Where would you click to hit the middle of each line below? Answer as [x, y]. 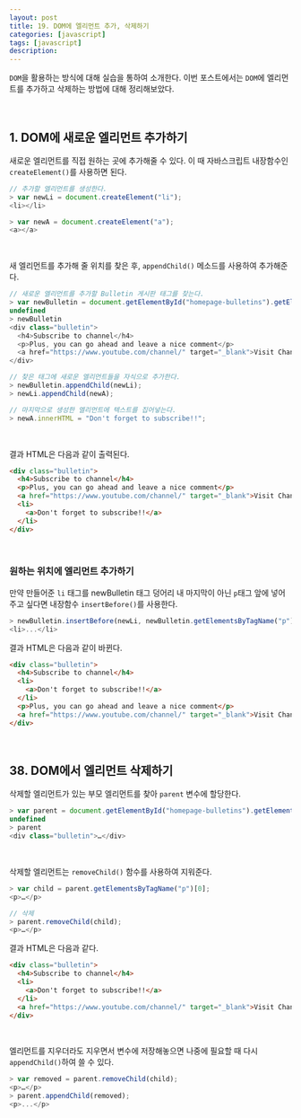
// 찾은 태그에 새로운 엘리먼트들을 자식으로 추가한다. [95, 377]
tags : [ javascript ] [46, 43]
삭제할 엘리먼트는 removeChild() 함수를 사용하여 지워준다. [111, 871]
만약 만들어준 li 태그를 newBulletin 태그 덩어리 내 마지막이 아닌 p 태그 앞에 [139, 593]
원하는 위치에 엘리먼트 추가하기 [72, 571]
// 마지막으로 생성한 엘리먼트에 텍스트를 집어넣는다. [93, 409]
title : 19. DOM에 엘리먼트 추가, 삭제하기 [79, 26]
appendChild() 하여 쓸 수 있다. [62, 1062]
